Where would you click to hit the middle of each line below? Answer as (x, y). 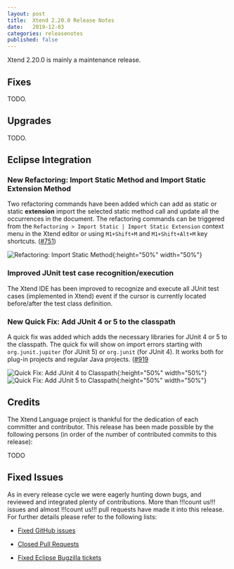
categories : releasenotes (45, 33)
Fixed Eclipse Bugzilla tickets (59, 557)
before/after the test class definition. (60, 303)
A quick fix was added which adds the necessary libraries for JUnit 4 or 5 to (117, 337)
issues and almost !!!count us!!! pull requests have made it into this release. (116, 509)
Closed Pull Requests (48, 544)
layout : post (26, 14)
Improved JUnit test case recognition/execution (91, 273)
